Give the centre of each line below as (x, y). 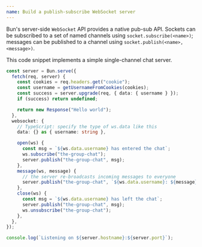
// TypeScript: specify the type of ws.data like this (87, 127)
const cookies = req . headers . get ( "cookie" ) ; (74, 82)
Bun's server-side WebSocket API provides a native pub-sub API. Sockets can (101, 29)
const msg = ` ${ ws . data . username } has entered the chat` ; (96, 149)
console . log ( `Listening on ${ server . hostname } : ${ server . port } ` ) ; (90, 238)
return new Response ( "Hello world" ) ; (64, 110)
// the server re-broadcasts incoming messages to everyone (99, 177)
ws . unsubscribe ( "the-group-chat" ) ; (67, 210)
